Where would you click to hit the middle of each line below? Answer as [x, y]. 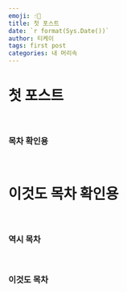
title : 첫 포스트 [34, 23]
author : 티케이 [31, 38]
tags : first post [37, 46]
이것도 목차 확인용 [63, 194]
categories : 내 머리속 [43, 53]
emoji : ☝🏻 [25, 16]
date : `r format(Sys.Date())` [59, 31]
